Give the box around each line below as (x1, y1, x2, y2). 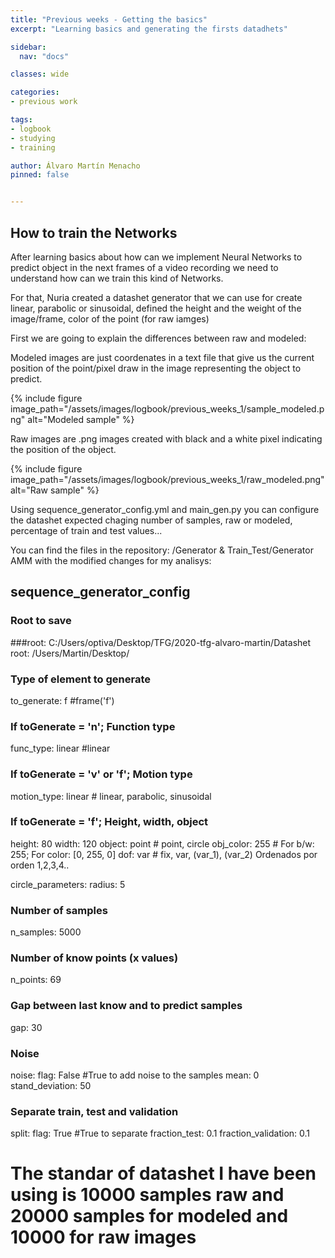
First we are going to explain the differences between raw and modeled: (10, 332, 307, 344)
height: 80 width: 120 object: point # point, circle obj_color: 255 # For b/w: (10, 837, 315, 850)
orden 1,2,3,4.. (10, 859, 70, 871)
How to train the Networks (10, 224, 178, 241)
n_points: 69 (10, 974, 62, 986)
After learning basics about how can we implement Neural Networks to (10, 251, 303, 263)
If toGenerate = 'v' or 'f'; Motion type (10, 767, 193, 781)
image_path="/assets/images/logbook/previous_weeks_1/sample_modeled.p (10, 402, 325, 415)
